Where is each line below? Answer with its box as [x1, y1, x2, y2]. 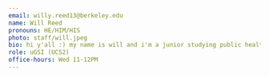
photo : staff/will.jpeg [8, 33, 88, 42]
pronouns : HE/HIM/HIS [8, 26, 81, 34]
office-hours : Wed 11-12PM [8, 56, 98, 64]
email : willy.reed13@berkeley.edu [8, 11, 124, 20]
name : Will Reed [8, 19, 62, 27]
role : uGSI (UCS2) [8, 48, 70, 56]
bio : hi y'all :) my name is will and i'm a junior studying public [8, 41, 242, 49]
